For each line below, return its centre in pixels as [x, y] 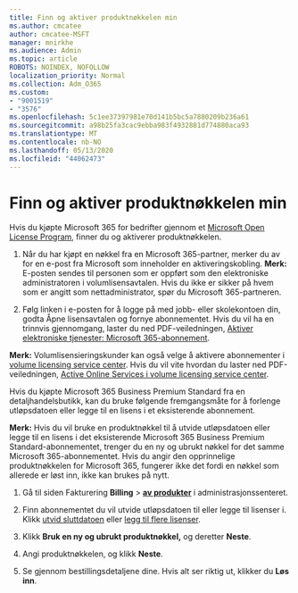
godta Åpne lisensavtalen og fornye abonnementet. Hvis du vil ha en [148, 319]
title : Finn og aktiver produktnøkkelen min [93, 17]
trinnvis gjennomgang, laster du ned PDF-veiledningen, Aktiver [138, 329]
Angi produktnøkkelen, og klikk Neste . [92, 554]
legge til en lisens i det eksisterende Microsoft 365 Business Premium [137, 438]
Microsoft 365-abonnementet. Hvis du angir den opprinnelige [122, 456]
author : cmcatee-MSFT [50, 34]
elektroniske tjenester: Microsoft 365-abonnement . [116, 338]
